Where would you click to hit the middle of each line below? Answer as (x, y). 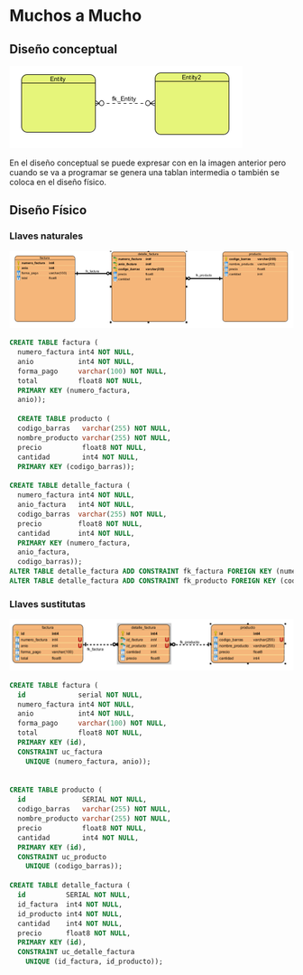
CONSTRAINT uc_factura (60, 752)
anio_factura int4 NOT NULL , (76, 505)
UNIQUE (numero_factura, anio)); (88, 761)
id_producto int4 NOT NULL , (70, 914)
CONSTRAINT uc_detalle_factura (76, 952)
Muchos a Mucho (76, 16)
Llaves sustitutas (48, 604)
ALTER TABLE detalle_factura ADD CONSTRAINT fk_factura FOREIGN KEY (141, 572)
